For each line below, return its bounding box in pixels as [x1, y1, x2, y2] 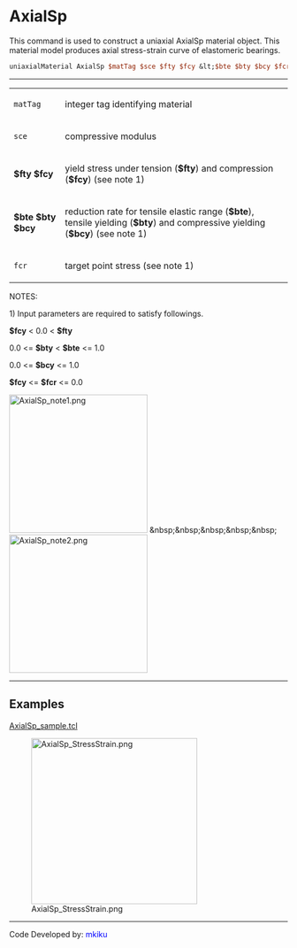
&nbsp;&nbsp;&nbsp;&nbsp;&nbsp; [148, 524, 278, 535]
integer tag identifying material [65, 97, 193, 110]
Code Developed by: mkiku [9, 929, 108, 939]
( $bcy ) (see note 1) [65, 227, 148, 240]
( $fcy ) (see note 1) [65, 173, 145, 185]
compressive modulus [65, 130, 157, 143]
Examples [9, 697, 65, 712]
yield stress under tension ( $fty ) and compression [65, 162, 274, 174]
